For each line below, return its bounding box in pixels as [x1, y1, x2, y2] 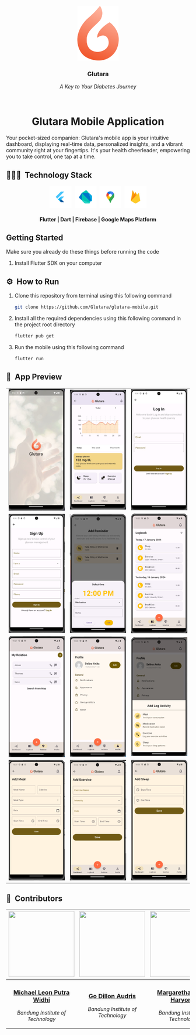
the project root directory [14, 321, 75, 328]
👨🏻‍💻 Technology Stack [6, 170, 92, 180]
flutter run [14, 356, 44, 362]
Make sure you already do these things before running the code [6, 248, 159, 255]
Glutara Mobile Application [32, 115, 164, 128]
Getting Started [6, 233, 64, 243]
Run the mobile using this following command [14, 344, 124, 351]
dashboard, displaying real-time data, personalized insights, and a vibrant [6, 141, 183, 148]
